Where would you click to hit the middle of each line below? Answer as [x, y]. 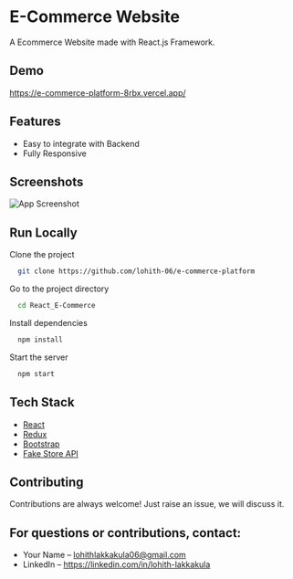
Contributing [47, 482]
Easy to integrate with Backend [81, 143]
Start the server [39, 357]
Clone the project [42, 255]
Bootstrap [41, 444]
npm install [41, 340]
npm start [36, 374]
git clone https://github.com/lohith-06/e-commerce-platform [136, 271]
